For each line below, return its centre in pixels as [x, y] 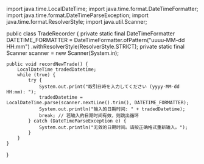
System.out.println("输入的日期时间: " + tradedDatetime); [112, 109]
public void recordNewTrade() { [47, 64]
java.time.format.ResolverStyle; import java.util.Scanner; [77, 22]
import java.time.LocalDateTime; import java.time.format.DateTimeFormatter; [102, 9]
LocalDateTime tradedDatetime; [57, 70]
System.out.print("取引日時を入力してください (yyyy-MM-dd [109, 87]
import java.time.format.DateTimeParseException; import [78, 15]
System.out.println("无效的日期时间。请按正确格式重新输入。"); [113, 127]
